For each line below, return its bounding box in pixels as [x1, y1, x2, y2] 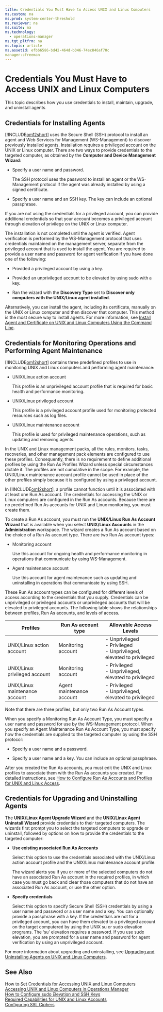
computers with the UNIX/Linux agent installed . [12, 295, 110, 301]
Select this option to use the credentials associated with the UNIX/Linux [12, 854, 156, 860]
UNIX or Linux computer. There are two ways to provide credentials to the [5, 147, 152, 153]
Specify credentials [12, 893, 52, 899]
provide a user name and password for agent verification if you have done [5, 251, 153, 257]
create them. [5, 507, 31, 513]
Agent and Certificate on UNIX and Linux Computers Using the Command [5, 320, 152, 326]
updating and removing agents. [12, 436, 75, 442]
